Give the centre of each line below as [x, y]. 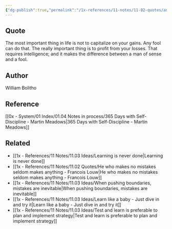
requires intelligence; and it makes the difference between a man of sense [83, 54]
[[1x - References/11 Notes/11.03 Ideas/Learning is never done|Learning [88, 155]
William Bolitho [21, 88]
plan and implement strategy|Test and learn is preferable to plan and [85, 215]
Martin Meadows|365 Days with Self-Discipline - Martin [89, 122]
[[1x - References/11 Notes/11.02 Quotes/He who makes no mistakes [84, 166]
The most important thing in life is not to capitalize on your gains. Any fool [83, 43]
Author [17, 76]
